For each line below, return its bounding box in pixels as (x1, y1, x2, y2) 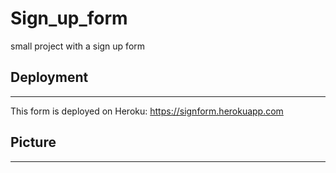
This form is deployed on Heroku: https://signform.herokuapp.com (10, 105, 284, 117)
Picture (10, 134, 57, 151)
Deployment (10, 69, 89, 86)
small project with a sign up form (10, 40, 146, 52)
